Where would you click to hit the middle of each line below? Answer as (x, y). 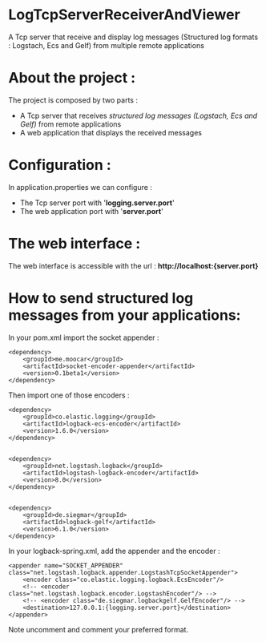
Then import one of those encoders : (69, 395)
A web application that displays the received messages (111, 132)
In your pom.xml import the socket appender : (84, 337)
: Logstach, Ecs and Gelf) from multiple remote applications (106, 45)
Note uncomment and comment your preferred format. (99, 629)
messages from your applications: (125, 315)
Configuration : (60, 165)
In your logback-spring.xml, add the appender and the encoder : (114, 551)
